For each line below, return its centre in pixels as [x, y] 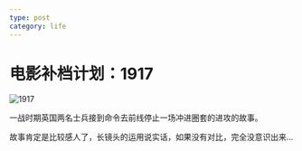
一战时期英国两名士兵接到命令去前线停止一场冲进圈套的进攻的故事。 [136, 118]
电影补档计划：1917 [81, 74]
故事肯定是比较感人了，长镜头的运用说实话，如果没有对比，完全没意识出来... [151, 137]
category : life [38, 26]
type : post [30, 18]
